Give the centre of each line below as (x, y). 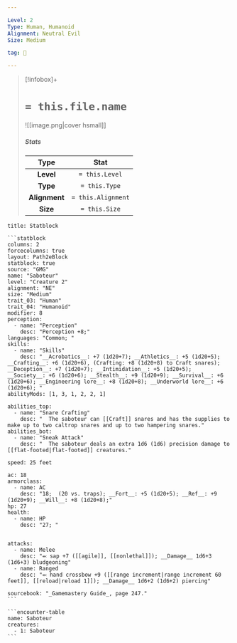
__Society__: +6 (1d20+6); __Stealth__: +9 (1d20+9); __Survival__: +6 (115, 376)
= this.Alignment (100, 198)
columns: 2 (23, 245)
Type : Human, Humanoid (41, 27)
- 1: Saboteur (34, 631)
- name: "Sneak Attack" (49, 438)
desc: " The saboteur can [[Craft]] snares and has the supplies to (125, 419)
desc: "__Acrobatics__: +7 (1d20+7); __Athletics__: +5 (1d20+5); (120, 357)
